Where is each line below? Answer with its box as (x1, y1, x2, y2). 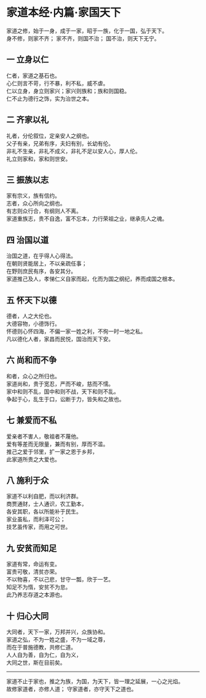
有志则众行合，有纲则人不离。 (6, 207, 82, 215)
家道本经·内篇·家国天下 (6, 6, 121, 20)
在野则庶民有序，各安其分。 (6, 267, 77, 275)
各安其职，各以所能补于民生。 (6, 508, 82, 515)
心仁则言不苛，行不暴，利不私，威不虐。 (6, 79, 109, 86)
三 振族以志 (6, 174, 49, 185)
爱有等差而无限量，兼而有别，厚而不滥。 (6, 440, 109, 448)
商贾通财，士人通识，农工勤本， (6, 500, 87, 508)
